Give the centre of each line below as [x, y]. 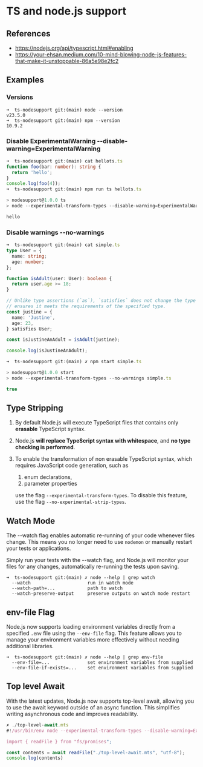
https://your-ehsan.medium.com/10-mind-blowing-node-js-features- [101, 55]
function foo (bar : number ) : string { [54, 167]
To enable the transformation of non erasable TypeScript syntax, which [103, 459]
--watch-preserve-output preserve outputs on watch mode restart [101, 594]
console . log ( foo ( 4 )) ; [34, 184]
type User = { [24, 251]
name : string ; [29, 256]
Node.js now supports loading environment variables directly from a [91, 627]
